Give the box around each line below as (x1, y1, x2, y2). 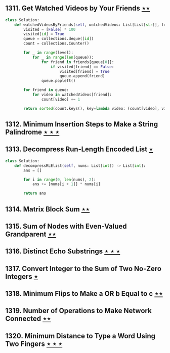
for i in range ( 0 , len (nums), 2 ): (23, 177, 96, 182)
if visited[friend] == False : (50, 64, 114, 69)
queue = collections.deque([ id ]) (23, 36, 94, 41)
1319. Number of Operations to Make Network (5, 306, 152, 315)
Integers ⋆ (5, 272, 38, 281)
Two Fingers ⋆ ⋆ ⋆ (5, 339, 63, 348)
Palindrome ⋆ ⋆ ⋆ (5, 128, 60, 137)
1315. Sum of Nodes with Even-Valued (5, 222, 127, 231)
